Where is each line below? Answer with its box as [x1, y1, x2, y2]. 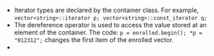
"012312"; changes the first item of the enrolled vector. [13, 36, 174, 44]
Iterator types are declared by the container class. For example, [13, 6, 199, 14]
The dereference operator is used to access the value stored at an [13, 21, 207, 29]
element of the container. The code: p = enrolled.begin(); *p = [13, 28, 203, 36]
